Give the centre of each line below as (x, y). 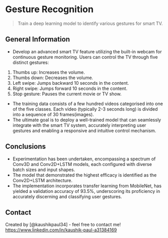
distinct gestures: (31, 62)
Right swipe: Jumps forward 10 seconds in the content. (70, 88)
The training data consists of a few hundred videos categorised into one (88, 104)
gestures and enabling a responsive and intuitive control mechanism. (84, 130)
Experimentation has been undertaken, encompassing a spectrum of (84, 159)
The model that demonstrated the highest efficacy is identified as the (85, 175)
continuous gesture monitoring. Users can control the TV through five (85, 57)
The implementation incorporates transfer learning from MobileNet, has (87, 186)
